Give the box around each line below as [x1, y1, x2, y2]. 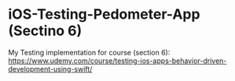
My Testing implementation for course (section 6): [8, 48, 171, 57]
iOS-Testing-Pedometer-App [8, 5, 200, 23]
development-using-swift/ [8, 64, 93, 73]
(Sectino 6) [8, 22, 83, 40]
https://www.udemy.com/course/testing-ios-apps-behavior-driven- [8, 56, 227, 65]
